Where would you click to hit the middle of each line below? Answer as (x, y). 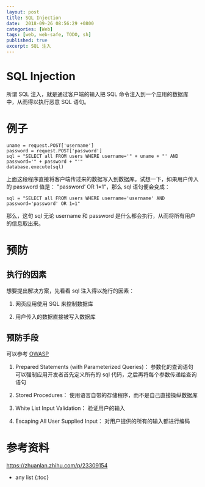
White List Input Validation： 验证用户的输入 (70, 408)
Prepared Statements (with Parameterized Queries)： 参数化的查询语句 (104, 366)
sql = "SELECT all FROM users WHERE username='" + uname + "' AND (92, 156)
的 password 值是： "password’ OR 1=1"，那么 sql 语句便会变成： (88, 187)
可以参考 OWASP (28, 354)
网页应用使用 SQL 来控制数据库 (54, 303)
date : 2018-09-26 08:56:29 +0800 (50, 23)
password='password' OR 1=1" (43, 203)
